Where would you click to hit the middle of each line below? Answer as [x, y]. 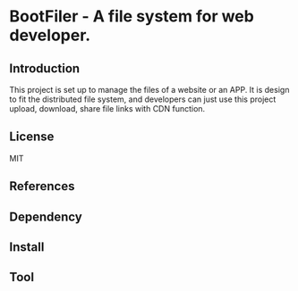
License [32, 137]
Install [27, 247]
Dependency [46, 216]
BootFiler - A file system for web [132, 17]
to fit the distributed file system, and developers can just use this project [143, 99]
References [42, 186]
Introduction [45, 68]
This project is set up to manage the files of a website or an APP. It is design [149, 90]
